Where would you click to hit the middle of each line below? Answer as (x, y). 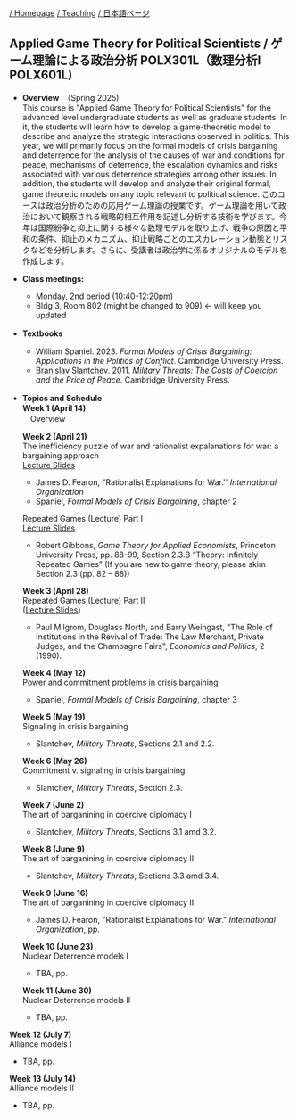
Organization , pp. (68, 929)
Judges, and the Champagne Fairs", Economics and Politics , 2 (150, 646)
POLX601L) (41, 75)
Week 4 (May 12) (54, 672)
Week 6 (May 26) (54, 761)
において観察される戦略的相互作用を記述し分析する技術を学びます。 (154, 216)
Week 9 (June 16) (55, 893)
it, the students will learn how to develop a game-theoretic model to (146, 127)
